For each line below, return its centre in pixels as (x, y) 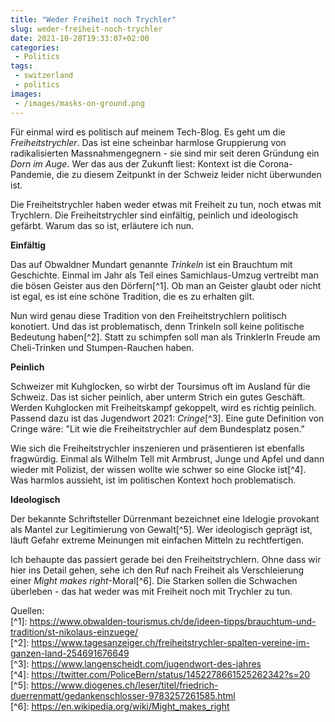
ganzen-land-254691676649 (70, 653)
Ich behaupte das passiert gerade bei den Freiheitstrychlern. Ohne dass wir (166, 559)
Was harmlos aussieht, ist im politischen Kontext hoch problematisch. (153, 480)
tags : (21, 66)
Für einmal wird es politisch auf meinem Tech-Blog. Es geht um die (148, 132)
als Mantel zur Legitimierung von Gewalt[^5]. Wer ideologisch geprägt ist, (161, 529)
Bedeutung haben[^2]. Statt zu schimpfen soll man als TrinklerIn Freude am (165, 337)
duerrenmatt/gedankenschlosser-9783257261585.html (123, 695)
